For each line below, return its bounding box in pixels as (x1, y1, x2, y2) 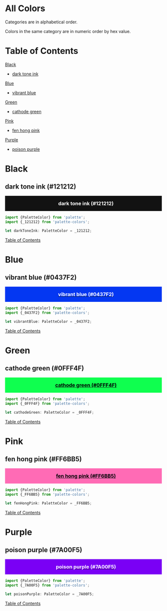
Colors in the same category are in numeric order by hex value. (5, 28, 131, 34)
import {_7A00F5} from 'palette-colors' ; (5, 583, 90, 588)
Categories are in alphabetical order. (5, 19, 78, 25)
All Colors (5, 3, 46, 14)
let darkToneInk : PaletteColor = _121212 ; (5, 228, 92, 233)
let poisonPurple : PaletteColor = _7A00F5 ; (5, 592, 94, 596)
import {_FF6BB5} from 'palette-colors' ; (5, 492, 90, 497)
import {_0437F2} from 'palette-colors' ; (5, 311, 90, 315)
